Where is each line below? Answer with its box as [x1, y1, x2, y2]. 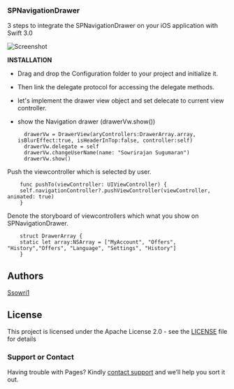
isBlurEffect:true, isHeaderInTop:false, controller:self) [17, 137, 193, 145]
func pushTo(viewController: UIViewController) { [20, 181, 168, 189]
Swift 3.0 [7, 29, 33, 37]
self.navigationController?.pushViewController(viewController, [20, 187, 211, 194]
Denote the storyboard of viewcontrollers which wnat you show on [7, 212, 199, 220]
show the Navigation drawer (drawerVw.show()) [17, 117, 156, 126]
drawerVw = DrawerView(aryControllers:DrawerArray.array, [24, 131, 196, 138]
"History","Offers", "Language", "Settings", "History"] [7, 245, 177, 252]
